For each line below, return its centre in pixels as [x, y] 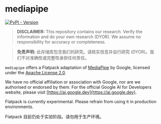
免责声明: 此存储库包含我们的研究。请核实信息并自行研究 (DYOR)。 [83, 52]
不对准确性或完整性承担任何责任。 [55, 58]
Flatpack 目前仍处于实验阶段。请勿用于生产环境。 [54, 116]
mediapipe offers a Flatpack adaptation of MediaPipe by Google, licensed [77, 67]
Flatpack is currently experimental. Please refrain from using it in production [81, 101]
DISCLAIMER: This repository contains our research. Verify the [80, 31]
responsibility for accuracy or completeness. [61, 41]
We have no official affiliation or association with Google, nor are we [73, 82]
